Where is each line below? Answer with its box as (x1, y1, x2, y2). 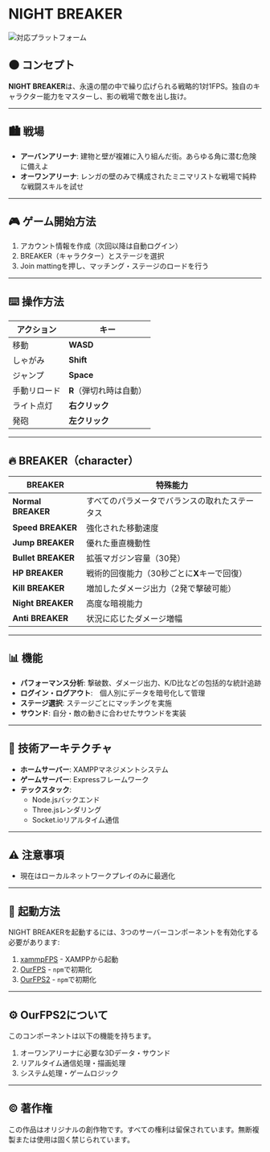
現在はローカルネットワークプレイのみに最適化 (19, 871, 175, 881)
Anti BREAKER (12, 613, 68, 624)
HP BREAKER (12, 567, 64, 578)
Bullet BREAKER (12, 553, 75, 563)
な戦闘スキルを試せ (19, 181, 84, 191)
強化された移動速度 (86, 523, 159, 533)
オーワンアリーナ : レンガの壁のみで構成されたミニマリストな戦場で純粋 (19, 171, 257, 181)
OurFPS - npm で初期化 (19, 964, 92, 975)
